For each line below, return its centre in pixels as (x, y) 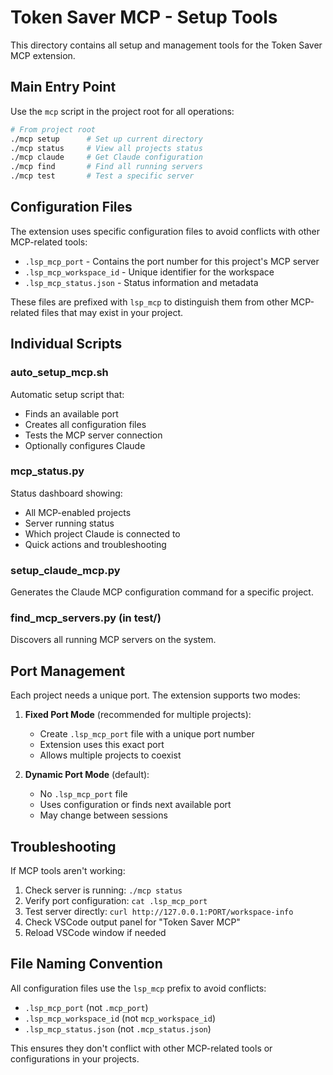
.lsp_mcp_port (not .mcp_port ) (86, 1007)
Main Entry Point (63, 87)
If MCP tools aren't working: (68, 871)
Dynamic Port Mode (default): (87, 775)
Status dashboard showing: (66, 493)
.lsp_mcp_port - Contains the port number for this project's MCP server (172, 261)
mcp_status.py (47, 471)
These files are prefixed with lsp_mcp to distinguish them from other (149, 302)
